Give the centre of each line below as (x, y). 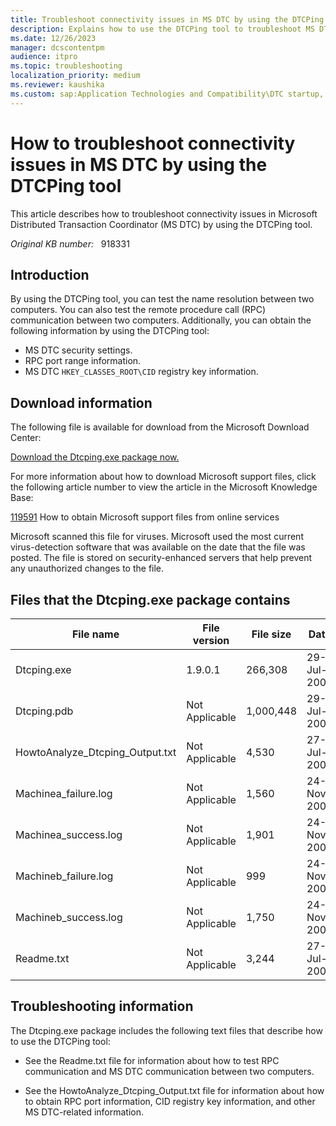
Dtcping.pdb (44, 711)
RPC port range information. (83, 361)
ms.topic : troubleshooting (66, 66)
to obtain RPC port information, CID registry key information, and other (170, 1101)
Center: (26, 438)
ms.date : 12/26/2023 (53, 38)
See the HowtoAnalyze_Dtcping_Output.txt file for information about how (174, 1090)
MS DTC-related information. (84, 1112)
